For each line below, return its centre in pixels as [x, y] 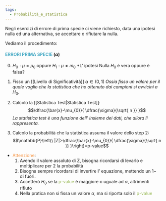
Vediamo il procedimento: [31, 43]
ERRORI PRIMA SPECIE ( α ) [33, 54]
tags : [11, 10]
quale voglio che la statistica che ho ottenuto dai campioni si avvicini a [85, 86]
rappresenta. [26, 123]
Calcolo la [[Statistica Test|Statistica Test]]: [56, 103]
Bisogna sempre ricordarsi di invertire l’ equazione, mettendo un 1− [88, 171]
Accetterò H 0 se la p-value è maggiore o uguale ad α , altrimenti [84, 182]
